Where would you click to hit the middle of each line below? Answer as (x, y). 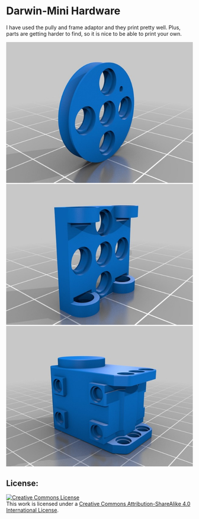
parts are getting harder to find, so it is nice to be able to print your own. (94, 33)
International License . (33, 510)
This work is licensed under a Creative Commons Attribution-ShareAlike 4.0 (98, 504)
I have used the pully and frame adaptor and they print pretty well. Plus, (93, 27)
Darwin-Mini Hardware (63, 11)
